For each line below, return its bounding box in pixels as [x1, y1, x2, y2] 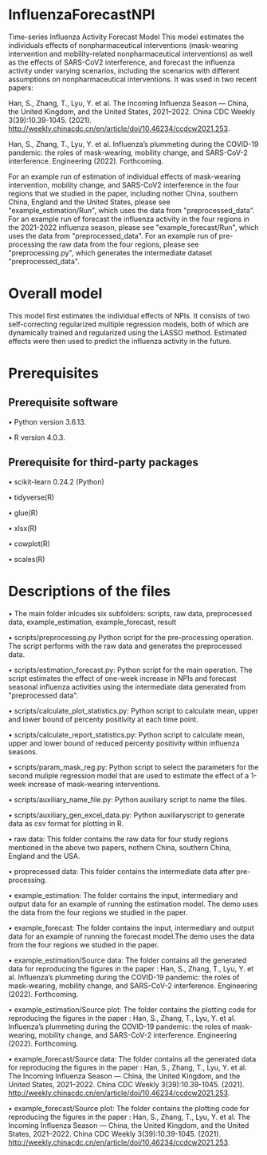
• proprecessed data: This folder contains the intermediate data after [8, 866, 235, 876]
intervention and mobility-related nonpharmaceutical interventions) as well [8, 49, 253, 58]
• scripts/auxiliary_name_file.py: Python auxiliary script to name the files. [8, 794, 247, 804]
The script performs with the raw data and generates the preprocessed [8, 641, 242, 651]
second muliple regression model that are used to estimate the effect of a [8, 770, 249, 780]
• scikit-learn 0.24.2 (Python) [8, 477, 105, 486]
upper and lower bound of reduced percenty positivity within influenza [8, 738, 241, 748]
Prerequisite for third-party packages [8, 456, 199, 469]
